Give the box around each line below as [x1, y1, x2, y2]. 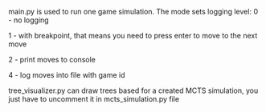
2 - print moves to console [8, 55, 96, 64]
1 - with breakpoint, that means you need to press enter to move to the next [8, 31, 258, 40]
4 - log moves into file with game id [8, 70, 126, 79]
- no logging [8, 15, 50, 25]
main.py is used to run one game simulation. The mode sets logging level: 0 [8, 7, 259, 16]
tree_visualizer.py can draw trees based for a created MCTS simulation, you [8, 86, 259, 95]
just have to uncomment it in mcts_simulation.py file [8, 94, 179, 103]
